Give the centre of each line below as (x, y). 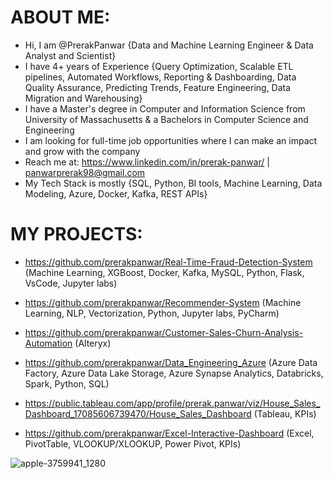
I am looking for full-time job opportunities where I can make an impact (171, 140)
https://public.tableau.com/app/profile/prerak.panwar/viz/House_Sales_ (172, 403)
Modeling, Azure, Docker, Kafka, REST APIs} (116, 193)
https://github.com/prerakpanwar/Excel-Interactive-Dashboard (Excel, (169, 433)
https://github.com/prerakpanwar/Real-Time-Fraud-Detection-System (168, 262)
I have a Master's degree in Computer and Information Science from (165, 108)
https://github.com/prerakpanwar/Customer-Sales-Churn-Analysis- (164, 332)
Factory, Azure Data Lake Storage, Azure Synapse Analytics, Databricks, (174, 373)
